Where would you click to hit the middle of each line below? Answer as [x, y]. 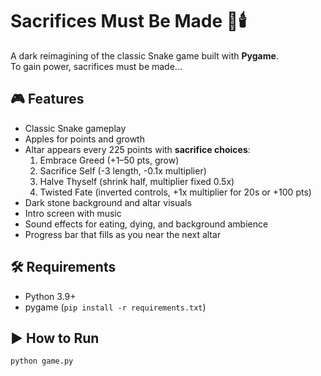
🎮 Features [47, 99]
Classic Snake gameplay [75, 128]
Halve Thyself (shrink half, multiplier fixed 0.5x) [137, 181]
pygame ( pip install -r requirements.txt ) [115, 307]
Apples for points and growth [84, 139]
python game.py [42, 361]
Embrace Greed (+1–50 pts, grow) [109, 160]
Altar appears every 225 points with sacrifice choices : [137, 149]
